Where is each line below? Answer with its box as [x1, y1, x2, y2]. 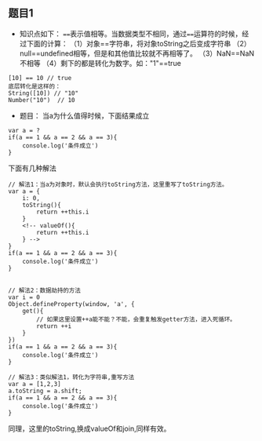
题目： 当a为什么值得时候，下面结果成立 [19, 111, 150, 120]
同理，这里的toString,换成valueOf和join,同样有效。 [8, 424, 171, 433]
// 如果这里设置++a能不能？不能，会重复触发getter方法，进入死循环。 [36, 315, 237, 323]
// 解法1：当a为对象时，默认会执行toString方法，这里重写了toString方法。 [8, 180, 228, 188]
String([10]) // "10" [8, 89, 79, 97]
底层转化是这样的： [8, 82, 61, 90]
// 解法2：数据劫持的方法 [8, 286, 81, 294]
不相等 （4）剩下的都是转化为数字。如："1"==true [19, 58, 182, 67]
